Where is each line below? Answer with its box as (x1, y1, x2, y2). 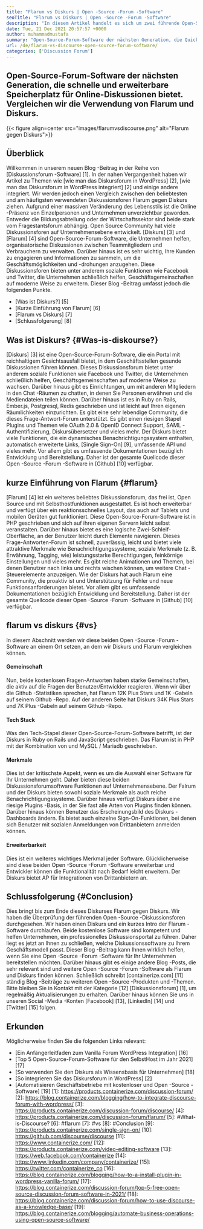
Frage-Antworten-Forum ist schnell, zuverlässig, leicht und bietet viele (6, 539, 182, 546)
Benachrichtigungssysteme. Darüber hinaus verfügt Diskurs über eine (6, 796, 180, 803)
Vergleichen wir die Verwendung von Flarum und (6, 99, 195, 109)
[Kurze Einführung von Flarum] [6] (14, 305, 101, 312)
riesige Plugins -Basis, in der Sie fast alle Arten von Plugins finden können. (6, 802, 192, 809)
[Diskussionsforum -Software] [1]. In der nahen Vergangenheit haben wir (6, 170, 187, 178)
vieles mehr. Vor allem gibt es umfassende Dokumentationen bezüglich (6, 447, 183, 455)
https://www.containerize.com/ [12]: (14, 1139, 105, 1146)
